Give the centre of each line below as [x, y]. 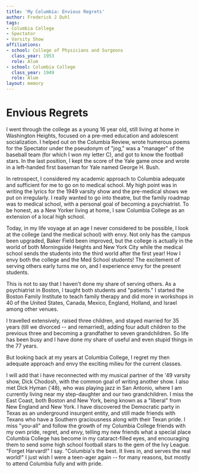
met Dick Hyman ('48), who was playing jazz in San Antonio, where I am [94, 387]
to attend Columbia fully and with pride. [54, 463]
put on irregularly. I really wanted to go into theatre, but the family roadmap [98, 197]
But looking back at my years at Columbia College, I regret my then [88, 357]
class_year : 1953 [33, 56]
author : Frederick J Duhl [38, 17]
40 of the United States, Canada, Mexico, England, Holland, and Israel [91, 302]
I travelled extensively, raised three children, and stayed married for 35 [93, 320]
